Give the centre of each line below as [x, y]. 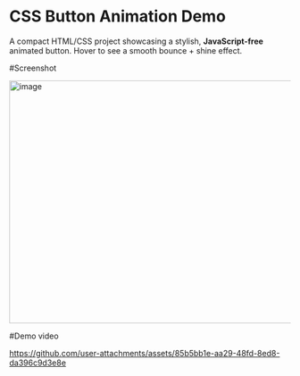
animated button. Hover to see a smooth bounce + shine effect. [126, 50]
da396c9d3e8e [38, 363]
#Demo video [34, 336]
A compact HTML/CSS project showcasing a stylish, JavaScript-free [136, 41]
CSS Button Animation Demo [117, 17]
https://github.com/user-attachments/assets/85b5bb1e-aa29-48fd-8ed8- [145, 353]
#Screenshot [33, 68]
